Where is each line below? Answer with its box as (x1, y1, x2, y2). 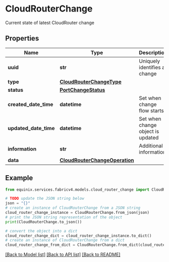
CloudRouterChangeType (59, 78, 122, 85)
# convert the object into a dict (5, 228, 78, 233)
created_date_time (8, 101, 54, 108)
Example (5, 174, 33, 182)
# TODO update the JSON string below (5, 196, 84, 201)
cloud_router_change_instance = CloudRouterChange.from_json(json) (5, 210, 150, 215)
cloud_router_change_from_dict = (5, 242, 75, 247)
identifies (139, 64, 161, 71)
